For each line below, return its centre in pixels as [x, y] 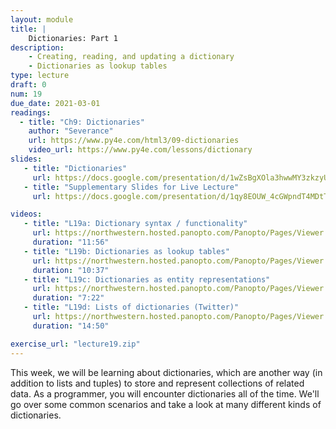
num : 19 [26, 94]
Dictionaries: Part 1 [73, 38]
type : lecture [40, 76]
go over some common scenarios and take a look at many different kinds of [166, 404]
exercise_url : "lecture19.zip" [75, 344]
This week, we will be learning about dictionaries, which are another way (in [166, 372]
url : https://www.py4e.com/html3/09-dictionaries [134, 141]
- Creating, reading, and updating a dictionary [131, 57]
